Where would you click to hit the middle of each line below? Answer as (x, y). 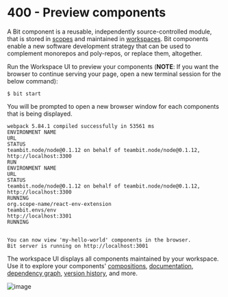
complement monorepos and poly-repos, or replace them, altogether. (105, 53)
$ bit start (24, 94)
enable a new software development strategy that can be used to (99, 46)
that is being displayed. (40, 114)
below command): (33, 81)
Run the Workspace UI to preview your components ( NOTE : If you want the (113, 66)
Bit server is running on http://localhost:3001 (78, 246)
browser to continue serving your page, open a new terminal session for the (114, 74)
